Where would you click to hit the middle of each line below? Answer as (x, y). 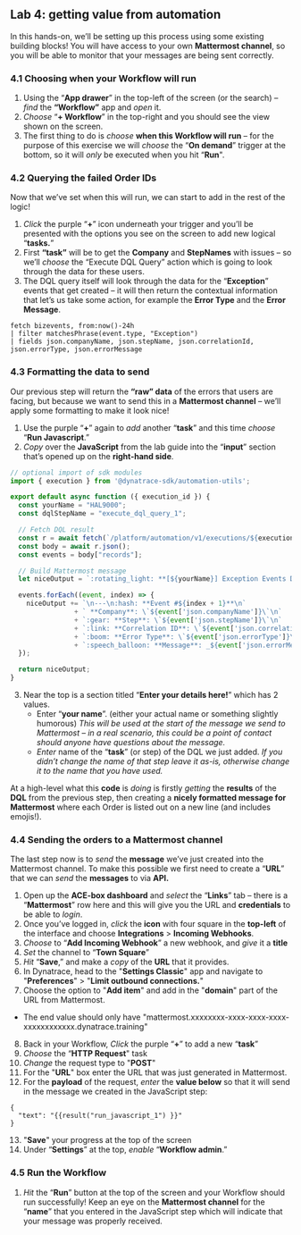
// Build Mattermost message (72, 571)
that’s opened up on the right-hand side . (98, 456)
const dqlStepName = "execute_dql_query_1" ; (102, 514)
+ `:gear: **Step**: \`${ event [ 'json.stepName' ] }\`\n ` (178, 620)
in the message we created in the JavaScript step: (115, 1092)
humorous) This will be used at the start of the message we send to (161, 724)
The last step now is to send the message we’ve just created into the (137, 859)
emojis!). (26, 817)
